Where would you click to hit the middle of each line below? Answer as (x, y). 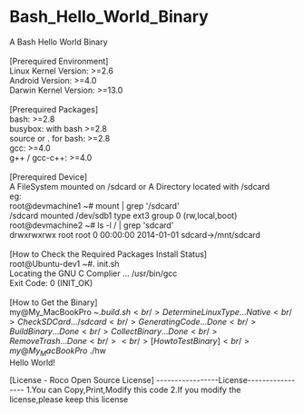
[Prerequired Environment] (59, 61)
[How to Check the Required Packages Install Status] (108, 254)
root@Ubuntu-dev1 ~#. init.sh (64, 263)
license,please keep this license (69, 399)
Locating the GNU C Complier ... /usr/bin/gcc (93, 273)
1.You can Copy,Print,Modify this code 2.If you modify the (133, 389)
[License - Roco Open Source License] (82, 379)
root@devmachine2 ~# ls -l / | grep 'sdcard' (92, 225)
